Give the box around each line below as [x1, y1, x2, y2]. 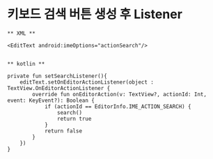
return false [44, 127, 82, 135]
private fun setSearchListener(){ [7, 73, 108, 79]
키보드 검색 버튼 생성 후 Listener [7, 6, 183, 22]
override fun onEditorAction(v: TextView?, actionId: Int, [32, 91, 207, 98]
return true [56, 115, 92, 122]
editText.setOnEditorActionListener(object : [19, 78, 155, 86]
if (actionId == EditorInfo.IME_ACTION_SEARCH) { [44, 103, 191, 110]
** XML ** [7, 29, 36, 37]
